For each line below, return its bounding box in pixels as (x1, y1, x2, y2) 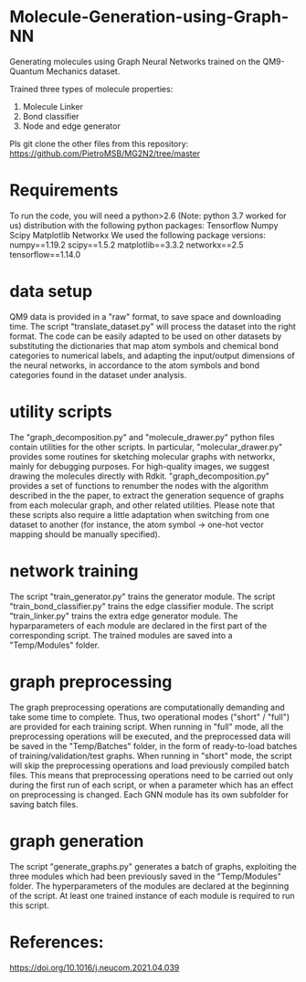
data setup (9, 281, 93, 302)
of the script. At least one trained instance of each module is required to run (9, 890, 295, 901)
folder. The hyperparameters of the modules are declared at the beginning (9, 880, 290, 892)
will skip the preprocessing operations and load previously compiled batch (9, 760, 290, 771)
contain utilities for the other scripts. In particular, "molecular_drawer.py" (9, 441, 283, 452)
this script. (9, 900, 49, 911)
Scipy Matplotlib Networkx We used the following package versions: (9, 229, 267, 240)
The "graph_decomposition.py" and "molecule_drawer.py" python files (9, 431, 276, 442)
